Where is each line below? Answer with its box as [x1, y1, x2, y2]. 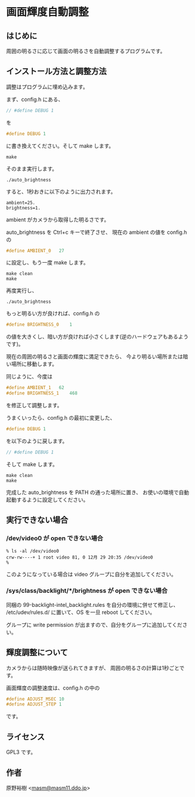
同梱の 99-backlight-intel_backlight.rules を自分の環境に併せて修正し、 [6, 601, 179, 608]
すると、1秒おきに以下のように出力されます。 [6, 188, 116, 195]
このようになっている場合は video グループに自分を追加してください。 [6, 570, 177, 577]
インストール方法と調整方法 [6, 66, 107, 77]
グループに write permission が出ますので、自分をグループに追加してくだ [6, 621, 183, 628]
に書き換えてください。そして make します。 [6, 142, 114, 149]
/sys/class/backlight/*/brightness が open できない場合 [6, 587, 168, 595]
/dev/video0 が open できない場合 [6, 534, 104, 543]
